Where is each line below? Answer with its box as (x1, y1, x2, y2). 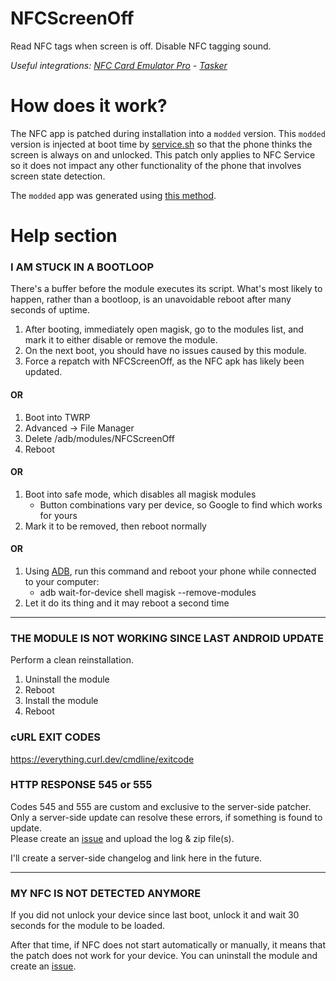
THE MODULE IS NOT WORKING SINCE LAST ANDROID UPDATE (10, 631, 324, 645)
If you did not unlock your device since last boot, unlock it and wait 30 (10, 909, 300, 921)
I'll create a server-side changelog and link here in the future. (10, 852, 263, 864)
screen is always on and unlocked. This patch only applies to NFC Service (10, 148, 316, 161)
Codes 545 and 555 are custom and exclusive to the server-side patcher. (10, 800, 312, 812)
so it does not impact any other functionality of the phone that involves (10, 159, 302, 171)
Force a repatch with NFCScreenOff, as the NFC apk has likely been (24, 355, 305, 367)
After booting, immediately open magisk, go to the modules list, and (24, 323, 304, 336)
